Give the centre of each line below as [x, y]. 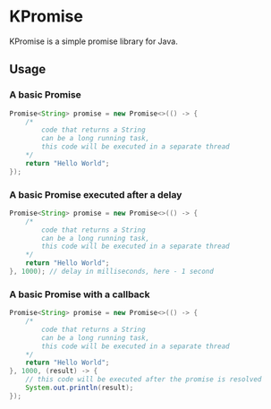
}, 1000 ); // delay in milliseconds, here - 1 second [112, 272]
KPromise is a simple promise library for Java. [94, 41]
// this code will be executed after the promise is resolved [144, 379]
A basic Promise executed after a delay [96, 194]
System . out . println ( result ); [80, 388]
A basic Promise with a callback [80, 294]
